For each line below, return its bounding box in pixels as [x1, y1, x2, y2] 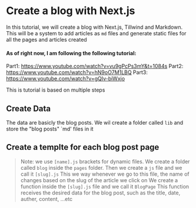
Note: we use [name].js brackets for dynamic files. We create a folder [20, 157, 190, 165]
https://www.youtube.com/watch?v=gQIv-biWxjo [6, 75, 125, 82]
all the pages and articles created [6, 36, 87, 43]
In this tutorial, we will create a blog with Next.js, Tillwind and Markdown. [6, 24, 183, 31]
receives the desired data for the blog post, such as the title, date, [20, 189, 181, 196]
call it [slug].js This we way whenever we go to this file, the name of [20, 170, 190, 177]
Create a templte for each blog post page [6, 142, 160, 152]
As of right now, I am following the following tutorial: [6, 49, 137, 56]
